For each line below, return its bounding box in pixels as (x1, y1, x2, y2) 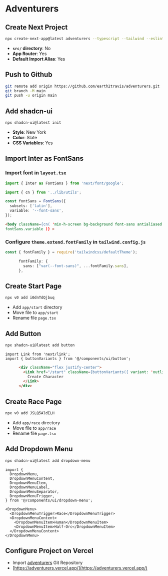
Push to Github (5, 71, 52, 79)
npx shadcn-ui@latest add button (5, 343, 75, 348)
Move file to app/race (12, 425, 56, 431)
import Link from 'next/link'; (5, 352, 70, 357)
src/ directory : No (12, 45, 51, 51)
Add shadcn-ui (5, 107, 52, 115)
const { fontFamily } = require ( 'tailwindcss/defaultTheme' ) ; (5, 249, 137, 254)
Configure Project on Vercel (5, 546, 93, 555)
